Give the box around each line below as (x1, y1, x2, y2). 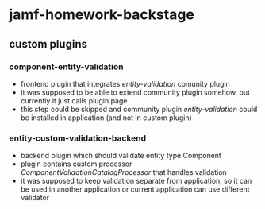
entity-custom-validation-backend (9, 133, 147, 144)
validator (20, 193, 50, 203)
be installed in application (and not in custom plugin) (20, 113, 193, 122)
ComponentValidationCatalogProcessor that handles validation (20, 168, 227, 177)
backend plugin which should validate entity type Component (20, 151, 221, 161)
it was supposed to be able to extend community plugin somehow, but (20, 87, 251, 97)
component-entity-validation (9, 61, 124, 72)
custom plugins (9, 37, 88, 51)
